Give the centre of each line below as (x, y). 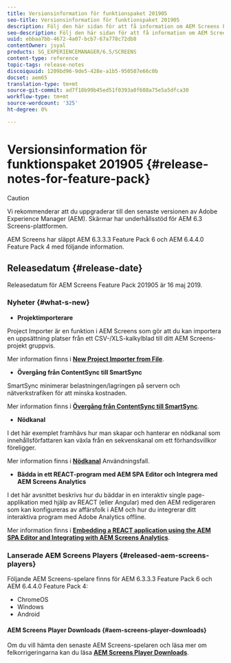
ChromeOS (33, 600)
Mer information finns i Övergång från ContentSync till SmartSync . (103, 406)
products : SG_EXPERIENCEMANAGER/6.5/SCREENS (72, 52)
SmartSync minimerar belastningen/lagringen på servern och (93, 386)
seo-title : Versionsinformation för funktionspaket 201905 (93, 20)
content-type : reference (43, 59)
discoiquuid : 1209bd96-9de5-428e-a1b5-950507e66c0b (82, 71)
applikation (23, 502)
